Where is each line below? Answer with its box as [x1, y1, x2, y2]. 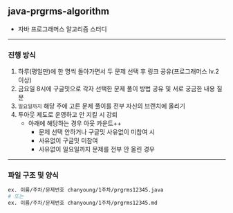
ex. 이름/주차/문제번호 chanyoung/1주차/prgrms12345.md [8, 200, 158, 207]
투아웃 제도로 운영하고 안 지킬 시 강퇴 [17, 111, 118, 119]
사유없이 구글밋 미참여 [38, 136, 99, 145]
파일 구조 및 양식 [8, 171, 59, 180]
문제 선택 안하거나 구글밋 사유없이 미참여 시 [38, 128, 155, 136]
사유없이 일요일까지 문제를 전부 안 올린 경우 [38, 145, 155, 154]
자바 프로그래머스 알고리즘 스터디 [17, 24, 107, 33]
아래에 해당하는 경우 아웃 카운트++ [28, 119, 122, 127]
